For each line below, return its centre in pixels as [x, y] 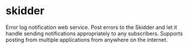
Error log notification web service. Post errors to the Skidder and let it [91, 27]
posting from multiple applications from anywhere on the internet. [87, 40]
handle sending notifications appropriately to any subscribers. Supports [94, 33]
